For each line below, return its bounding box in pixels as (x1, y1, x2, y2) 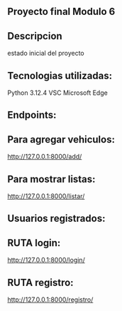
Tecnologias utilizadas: (7, 69, 112, 81)
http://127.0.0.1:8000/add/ (7, 153, 82, 161)
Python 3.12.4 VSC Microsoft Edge (7, 88, 108, 97)
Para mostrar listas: (7, 173, 96, 185)
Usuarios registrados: (7, 213, 106, 225)
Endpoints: (7, 109, 57, 121)
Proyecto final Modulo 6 (7, 6, 116, 18)
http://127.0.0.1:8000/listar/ (7, 192, 85, 200)
